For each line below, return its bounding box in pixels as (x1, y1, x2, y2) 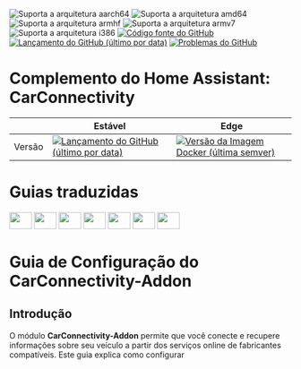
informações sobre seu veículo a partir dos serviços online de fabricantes (9, 339, 282, 350)
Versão (13, 140, 44, 152)
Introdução (9, 306, 73, 322)
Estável (93, 119, 126, 132)
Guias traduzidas (9, 182, 139, 202)
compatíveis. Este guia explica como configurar (9, 349, 185, 360)
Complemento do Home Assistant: (9, 68, 271, 89)
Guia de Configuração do (9, 252, 200, 272)
